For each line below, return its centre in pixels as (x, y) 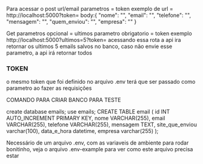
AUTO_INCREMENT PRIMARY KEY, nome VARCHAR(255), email (86, 118)
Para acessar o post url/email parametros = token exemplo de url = (90, 9)
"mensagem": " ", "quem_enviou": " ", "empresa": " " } (72, 22)
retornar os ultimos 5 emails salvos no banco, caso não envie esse (89, 46)
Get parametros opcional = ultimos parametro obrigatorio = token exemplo (99, 33)
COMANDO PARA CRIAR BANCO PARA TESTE (64, 100)
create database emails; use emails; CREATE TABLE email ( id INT (88, 112)
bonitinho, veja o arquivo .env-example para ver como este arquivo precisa (100, 149)
